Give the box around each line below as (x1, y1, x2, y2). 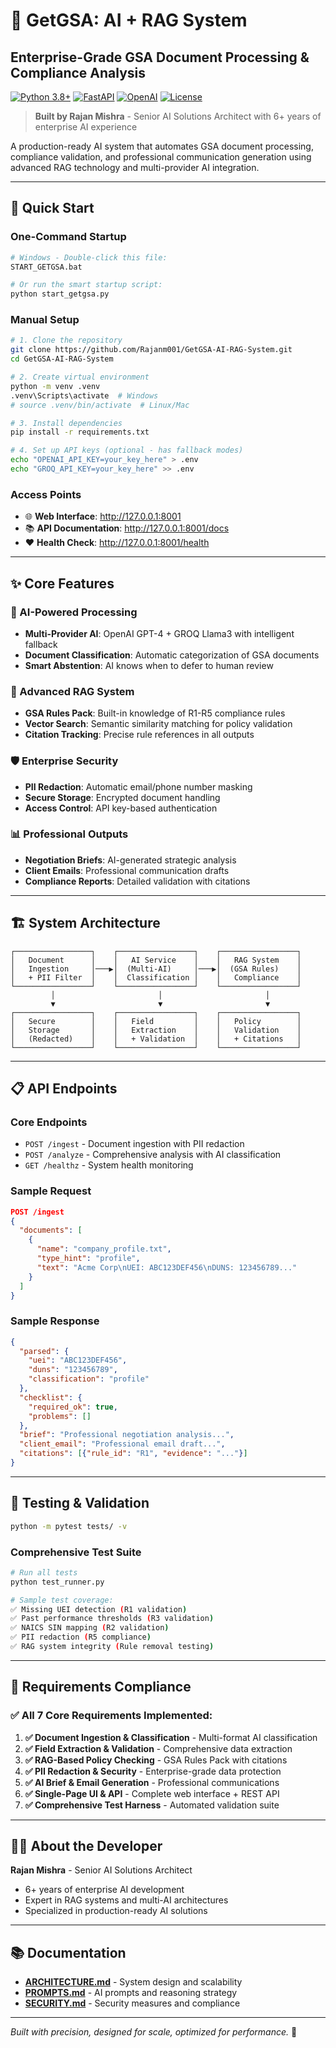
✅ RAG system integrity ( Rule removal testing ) (10, 1642, 215, 1652)
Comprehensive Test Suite (10, 1545, 142, 1559)
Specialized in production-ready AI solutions (24, 1905, 208, 1917)
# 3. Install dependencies (10, 418, 123, 428)
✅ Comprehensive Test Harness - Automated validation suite (24, 1799, 280, 1811)
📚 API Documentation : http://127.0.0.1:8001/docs (24, 522, 230, 534)
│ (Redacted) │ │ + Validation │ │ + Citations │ (10, 1034, 302, 1044)
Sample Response (10, 1314, 100, 1328)
